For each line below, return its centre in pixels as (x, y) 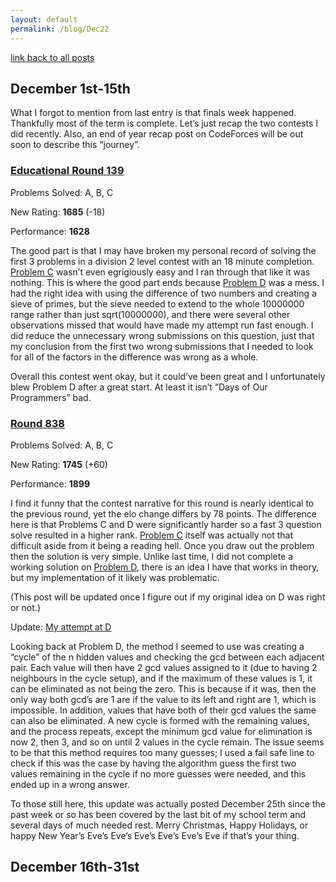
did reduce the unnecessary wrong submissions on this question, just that (162, 335)
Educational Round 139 (67, 171)
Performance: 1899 (50, 483)
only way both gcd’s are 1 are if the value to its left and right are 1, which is (163, 699)
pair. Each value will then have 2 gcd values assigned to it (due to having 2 (164, 667)
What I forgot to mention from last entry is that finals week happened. (153, 113)
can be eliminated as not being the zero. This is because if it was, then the (163, 688)
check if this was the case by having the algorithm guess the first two (153, 763)
